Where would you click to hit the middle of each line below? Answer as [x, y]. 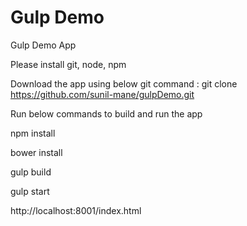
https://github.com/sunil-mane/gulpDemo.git [102, 94]
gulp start [30, 191]
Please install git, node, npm [68, 64]
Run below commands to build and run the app [106, 113]
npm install [33, 133]
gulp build [31, 172]
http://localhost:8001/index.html [76, 210]
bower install [36, 152]
